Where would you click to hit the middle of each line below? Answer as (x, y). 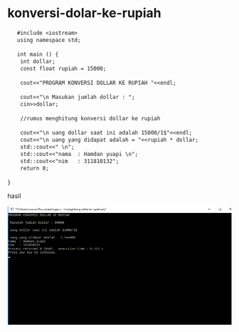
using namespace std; (49, 40)
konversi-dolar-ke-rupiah (84, 13)
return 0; (35, 168)
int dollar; (38, 61)
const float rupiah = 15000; (63, 68)
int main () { (38, 54)
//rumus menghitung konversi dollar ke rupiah (90, 118)
